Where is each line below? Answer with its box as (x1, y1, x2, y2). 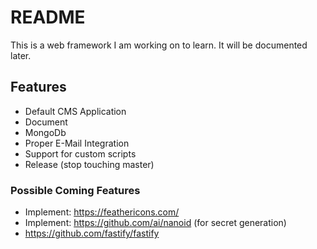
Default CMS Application (24, 105, 127, 117)
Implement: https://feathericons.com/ (24, 206, 180, 218)
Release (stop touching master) (24, 158, 155, 170)
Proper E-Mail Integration (24, 137, 130, 149)
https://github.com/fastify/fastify (24, 227, 160, 240)
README (10, 6, 86, 29)
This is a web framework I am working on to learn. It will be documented (10, 39, 308, 51)
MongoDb (24, 126, 67, 138)
